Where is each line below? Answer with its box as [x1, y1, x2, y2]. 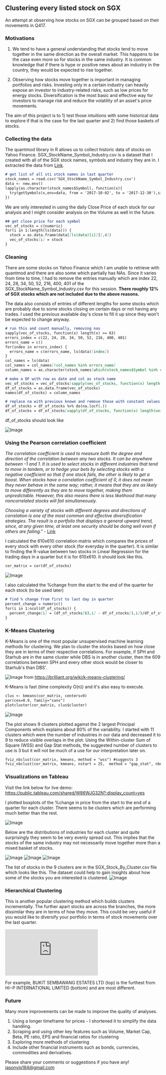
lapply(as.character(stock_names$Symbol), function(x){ [5, 186, 123, 191]
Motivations [5, 35, 35, 42]
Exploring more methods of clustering [12, 1039, 90, 1045]
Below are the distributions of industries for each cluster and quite [5, 829, 140, 835]
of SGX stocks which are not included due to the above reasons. [5, 291, 139, 297]
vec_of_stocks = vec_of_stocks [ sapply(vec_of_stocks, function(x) [5, 381, 145, 386]
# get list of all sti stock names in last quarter [5, 172, 114, 177]
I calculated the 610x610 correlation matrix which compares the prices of [5, 538, 154, 544]
